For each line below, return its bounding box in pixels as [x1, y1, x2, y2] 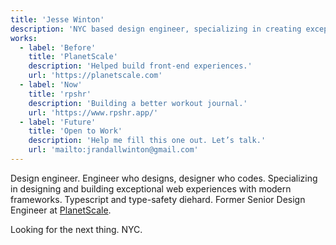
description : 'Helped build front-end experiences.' [28, 61, 253, 71]
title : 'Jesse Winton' [10, 14, 105, 25]
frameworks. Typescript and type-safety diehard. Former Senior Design [10, 193, 306, 205]
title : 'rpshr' [28, 89, 92, 99]
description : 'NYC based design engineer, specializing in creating [10, 24, 302, 34]
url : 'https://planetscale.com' [28, 71, 163, 81]
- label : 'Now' [19, 80, 83, 90]
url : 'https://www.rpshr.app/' [28, 107, 159, 118]
